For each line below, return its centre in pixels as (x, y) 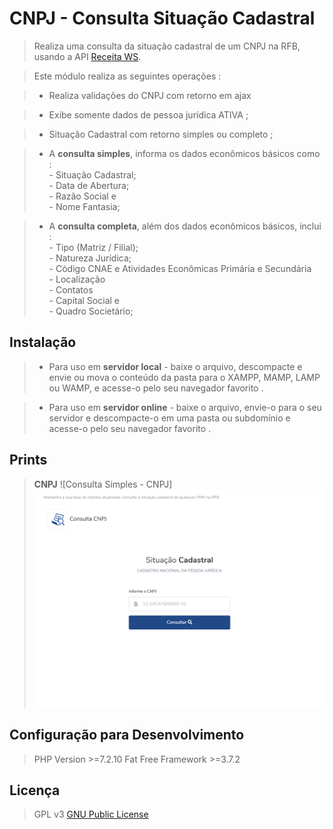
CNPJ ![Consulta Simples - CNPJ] (103, 484)
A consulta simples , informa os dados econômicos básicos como (184, 153)
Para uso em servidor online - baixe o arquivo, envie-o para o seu (185, 407)
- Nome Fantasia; (84, 206)
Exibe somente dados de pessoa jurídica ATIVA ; (148, 114)
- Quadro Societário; (91, 311)
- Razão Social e (82, 196)
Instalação (43, 342)
